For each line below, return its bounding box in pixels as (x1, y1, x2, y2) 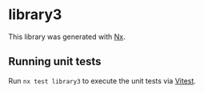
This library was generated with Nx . (8, 32, 126, 41)
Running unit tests (8, 55, 102, 68)
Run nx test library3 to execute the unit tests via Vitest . (8, 76, 196, 85)
